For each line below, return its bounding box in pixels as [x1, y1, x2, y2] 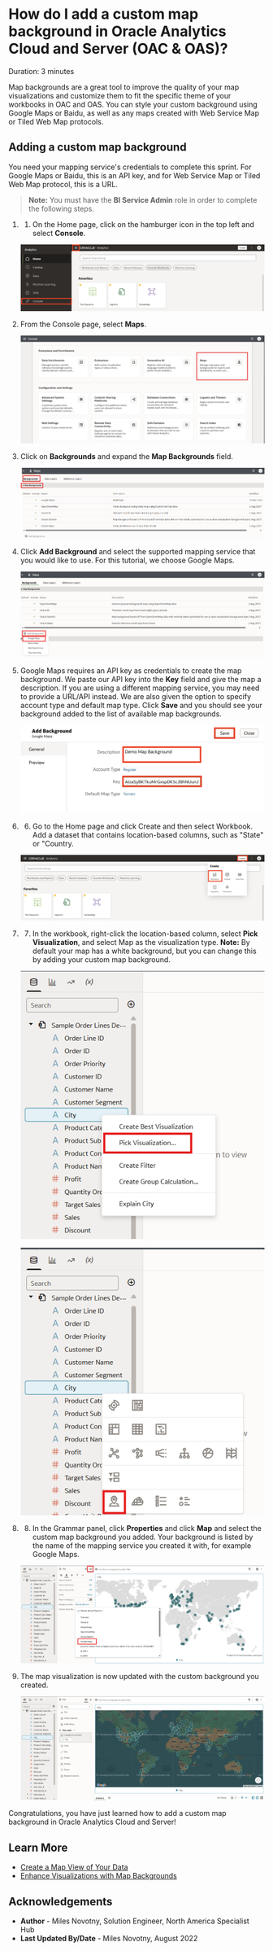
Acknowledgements [8, 1894, 113, 1909]
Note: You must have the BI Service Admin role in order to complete [28, 195, 258, 204]
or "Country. [32, 838, 75, 848]
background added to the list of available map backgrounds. [19, 709, 222, 719]
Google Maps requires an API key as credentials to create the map [19, 665, 242, 676]
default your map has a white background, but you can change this [32, 946, 258, 956]
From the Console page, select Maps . [19, 319, 147, 329]
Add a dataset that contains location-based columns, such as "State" [32, 829, 264, 839]
